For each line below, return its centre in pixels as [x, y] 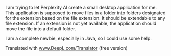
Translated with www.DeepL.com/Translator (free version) [66, 48]
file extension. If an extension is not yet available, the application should [81, 23]
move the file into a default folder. [41, 29]
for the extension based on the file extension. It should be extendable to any [85, 18]
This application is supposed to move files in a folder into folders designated [86, 13]
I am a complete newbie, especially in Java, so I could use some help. [79, 38]
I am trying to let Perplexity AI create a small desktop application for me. [81, 7]
